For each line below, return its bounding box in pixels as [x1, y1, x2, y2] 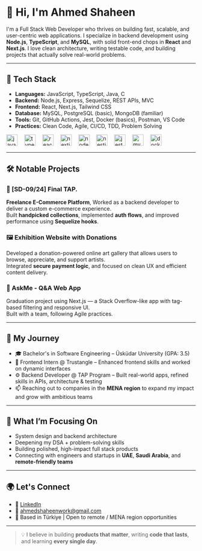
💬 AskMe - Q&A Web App [6, 284, 81, 292]
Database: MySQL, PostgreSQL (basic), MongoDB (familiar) [14, 109, 164, 116]
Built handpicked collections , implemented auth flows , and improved [6, 211, 179, 219]
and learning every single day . [20, 538, 98, 545]
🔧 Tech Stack [6, 74, 57, 84]
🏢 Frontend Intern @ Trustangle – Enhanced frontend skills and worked [14, 358, 191, 366]
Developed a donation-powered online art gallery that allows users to [6, 249, 177, 256]
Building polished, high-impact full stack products [14, 445, 138, 452]
